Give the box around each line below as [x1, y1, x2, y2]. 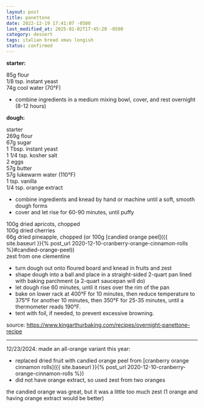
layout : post [6, 8, 39, 15]
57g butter [6, 165, 32, 172]
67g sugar [6, 138, 32, 146]
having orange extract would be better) [6, 394, 104, 401]
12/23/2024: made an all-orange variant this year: [6, 345, 131, 352]
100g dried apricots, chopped [6, 220, 80, 228]
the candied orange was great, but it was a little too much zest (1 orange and [6, 388, 198, 395]
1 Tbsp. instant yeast [6, 145, 58, 152]
